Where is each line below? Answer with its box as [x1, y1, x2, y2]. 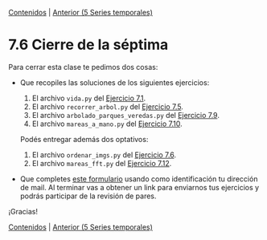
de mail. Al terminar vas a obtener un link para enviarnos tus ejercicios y [19, 182, 260, 192]
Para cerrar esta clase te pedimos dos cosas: [8, 62, 158, 71]
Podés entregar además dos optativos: [19, 134, 149, 144]
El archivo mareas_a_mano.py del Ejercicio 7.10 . [31, 119, 183, 128]
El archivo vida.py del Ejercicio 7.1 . [31, 93, 146, 103]
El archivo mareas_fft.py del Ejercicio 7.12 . [31, 158, 172, 168]
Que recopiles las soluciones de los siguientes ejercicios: [19, 77, 210, 87]
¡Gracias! [8, 206, 39, 216]
